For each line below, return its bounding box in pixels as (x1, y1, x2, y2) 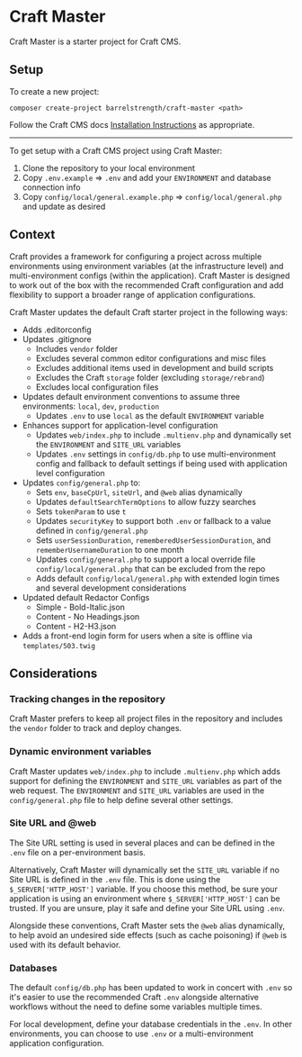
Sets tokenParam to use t (35, 506, 127, 517)
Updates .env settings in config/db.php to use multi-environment (35, 448, 276, 459)
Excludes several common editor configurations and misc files (35, 353, 267, 364)
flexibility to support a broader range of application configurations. (9, 289, 256, 300)
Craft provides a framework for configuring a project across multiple (9, 250, 262, 262)
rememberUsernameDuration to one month (35, 544, 184, 555)
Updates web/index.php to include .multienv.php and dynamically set (35, 429, 292, 440)
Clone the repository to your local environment (22, 162, 196, 173)
